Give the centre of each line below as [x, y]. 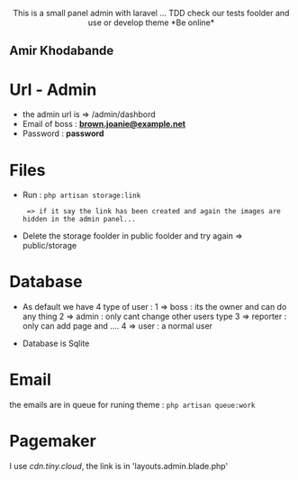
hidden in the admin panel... [79, 220]
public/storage [50, 246]
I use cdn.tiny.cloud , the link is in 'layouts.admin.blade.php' [119, 466]
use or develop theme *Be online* [151, 23]
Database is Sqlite [56, 344]
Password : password [63, 133]
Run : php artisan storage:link [81, 195]
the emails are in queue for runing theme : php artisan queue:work [132, 405]
